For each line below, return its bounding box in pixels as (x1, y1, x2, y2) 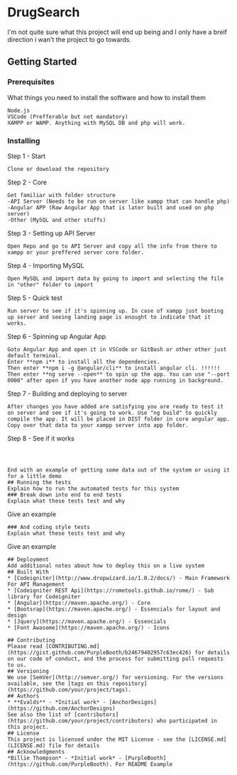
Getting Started (7, 56, 77, 68)
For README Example (115, 760, 173, 768)
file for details (48, 742, 100, 749)
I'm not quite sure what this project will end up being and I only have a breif (7, 28, 227, 36)
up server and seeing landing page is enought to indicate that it (7, 313, 211, 320)
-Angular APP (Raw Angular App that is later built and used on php (7, 203, 214, 211)
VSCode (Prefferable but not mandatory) (7, 113, 129, 121)
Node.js (7, 107, 31, 114)
